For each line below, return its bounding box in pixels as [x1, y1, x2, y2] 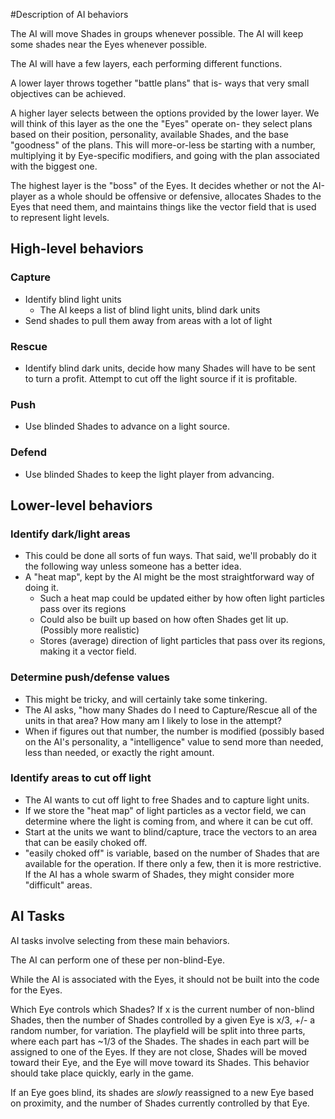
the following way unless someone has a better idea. [24, 560, 242, 573]
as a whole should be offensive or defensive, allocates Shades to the [38, 190, 322, 202]
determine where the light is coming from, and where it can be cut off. [24, 815, 313, 827]
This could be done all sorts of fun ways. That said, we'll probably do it [24, 550, 317, 562]
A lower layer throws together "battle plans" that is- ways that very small [10, 77, 310, 89]
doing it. [24, 582, 59, 594]
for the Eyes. [10, 984, 63, 996]
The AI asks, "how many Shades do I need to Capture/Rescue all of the [24, 704, 318, 716]
